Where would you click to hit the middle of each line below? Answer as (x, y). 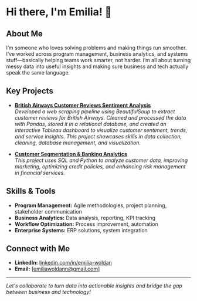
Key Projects (30, 91)
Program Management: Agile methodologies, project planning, (91, 205)
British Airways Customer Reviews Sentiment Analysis (83, 105)
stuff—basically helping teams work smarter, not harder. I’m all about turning (98, 60)
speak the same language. (38, 72)
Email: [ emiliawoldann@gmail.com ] (57, 269)
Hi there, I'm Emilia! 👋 (59, 12)
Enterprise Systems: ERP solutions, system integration (81, 230)
